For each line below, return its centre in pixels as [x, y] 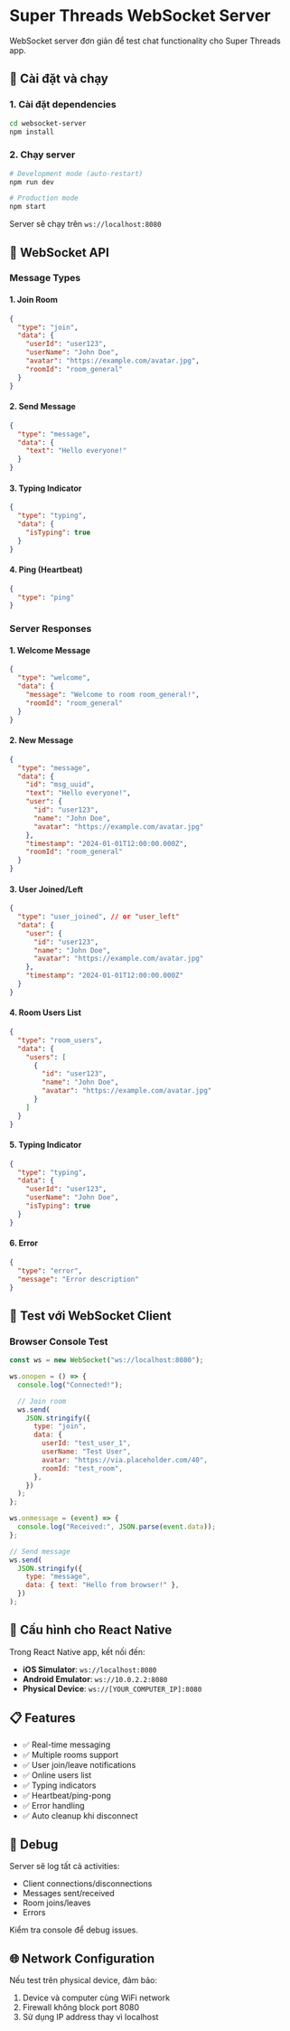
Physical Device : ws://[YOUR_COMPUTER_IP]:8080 [112, 1688]
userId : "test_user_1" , [86, 1443]
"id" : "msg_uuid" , [60, 785]
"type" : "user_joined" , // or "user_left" [98, 917]
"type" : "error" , [50, 1271]
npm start [28, 207]
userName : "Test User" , [86, 1452]
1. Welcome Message [50, 650]
